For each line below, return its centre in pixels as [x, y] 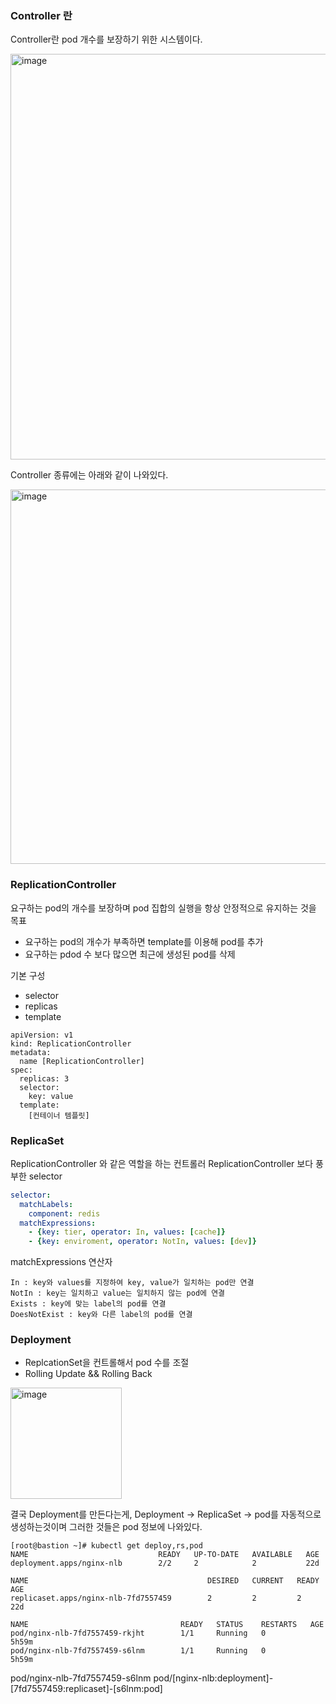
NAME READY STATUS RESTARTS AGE [167, 1625]
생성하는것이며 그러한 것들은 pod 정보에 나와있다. [106, 1527]
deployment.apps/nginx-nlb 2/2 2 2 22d [165, 1563]
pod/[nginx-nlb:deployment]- [213, 1678]
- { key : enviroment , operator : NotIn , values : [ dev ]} [142, 1242]
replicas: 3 [44, 1078]
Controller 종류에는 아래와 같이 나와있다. [89, 475]
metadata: [31, 1052]
